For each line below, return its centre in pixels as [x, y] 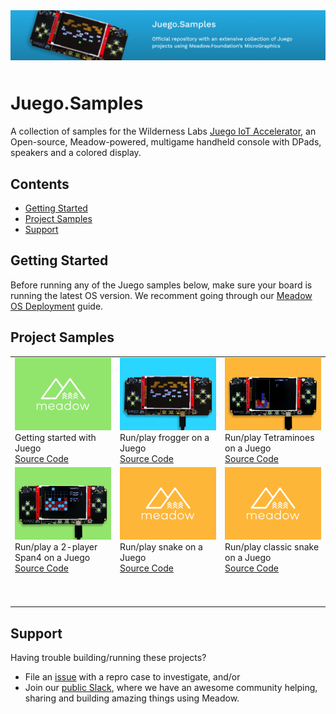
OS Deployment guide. [57, 306]
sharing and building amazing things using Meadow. [132, 698]
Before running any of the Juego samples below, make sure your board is [161, 285]
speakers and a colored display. [76, 153]
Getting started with [55, 437]
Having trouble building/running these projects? [108, 658]
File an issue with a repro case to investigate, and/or [132, 677]
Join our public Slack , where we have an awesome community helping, [171, 688]
